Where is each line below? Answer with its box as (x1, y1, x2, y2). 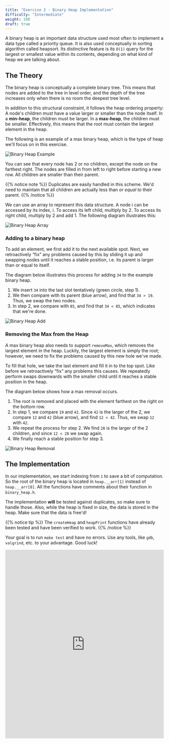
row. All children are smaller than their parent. (5, 172, 100, 178)
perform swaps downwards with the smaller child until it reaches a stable (5, 373, 157, 379)
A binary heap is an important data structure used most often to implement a (5, 35, 163, 41)
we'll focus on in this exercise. (5, 141, 68, 147)
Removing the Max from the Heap (5, 331, 89, 338)
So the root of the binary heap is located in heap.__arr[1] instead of (5, 478, 146, 484)
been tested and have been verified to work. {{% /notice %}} (5, 525, 131, 531)
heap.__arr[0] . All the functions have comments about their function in (5, 484, 152, 490)
